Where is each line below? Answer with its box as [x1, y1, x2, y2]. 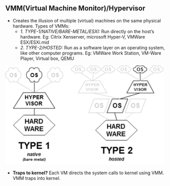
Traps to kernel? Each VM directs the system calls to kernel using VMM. [12, 170, 164, 176]
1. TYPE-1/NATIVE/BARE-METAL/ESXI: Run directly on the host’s [20, 28, 155, 35]
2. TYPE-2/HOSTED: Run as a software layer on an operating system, [20, 44, 165, 50]
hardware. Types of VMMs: [12, 23, 70, 29]
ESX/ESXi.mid [20, 39, 49, 45]
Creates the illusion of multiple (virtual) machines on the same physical [12, 17, 161, 23]
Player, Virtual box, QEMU [20, 55, 75, 61]
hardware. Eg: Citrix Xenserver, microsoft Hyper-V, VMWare [20, 34, 146, 40]
